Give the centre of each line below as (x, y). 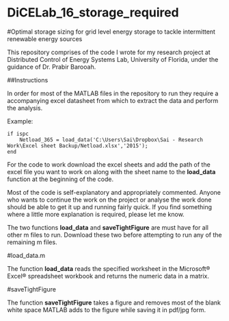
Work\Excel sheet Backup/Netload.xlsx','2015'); (78, 145)
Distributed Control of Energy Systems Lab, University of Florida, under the (113, 59)
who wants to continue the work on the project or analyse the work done (109, 200)
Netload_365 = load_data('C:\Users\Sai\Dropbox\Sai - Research (111, 140)
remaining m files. (32, 242)
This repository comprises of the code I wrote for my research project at (109, 52)
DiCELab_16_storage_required (93, 13)
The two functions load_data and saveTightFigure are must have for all (108, 227)
